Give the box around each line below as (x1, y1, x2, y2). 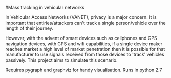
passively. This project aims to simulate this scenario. (5, 57, 118, 63)
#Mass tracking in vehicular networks (5, 5, 84, 10)
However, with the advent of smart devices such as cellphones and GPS (5, 35, 157, 41)
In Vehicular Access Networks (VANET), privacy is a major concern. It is (5, 14, 157, 20)
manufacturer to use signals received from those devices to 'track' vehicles (5, 51, 165, 57)
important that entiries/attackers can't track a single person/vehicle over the (5, 20, 166, 26)
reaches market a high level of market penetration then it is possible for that (5, 46, 165, 52)
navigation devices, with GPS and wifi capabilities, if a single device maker (5, 41, 163, 47)
